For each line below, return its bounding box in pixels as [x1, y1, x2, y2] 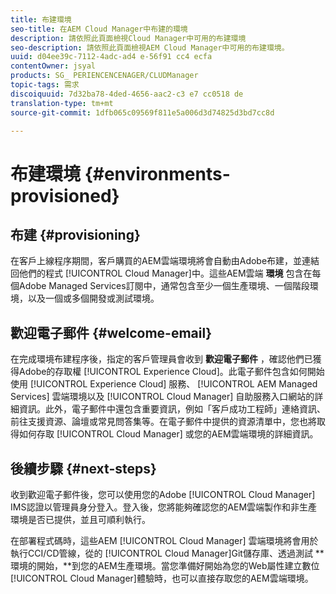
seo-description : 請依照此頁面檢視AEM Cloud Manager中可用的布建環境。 [10, 42, 290, 53]
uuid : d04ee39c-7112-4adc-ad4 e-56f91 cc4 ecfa [10, 52, 213, 62]
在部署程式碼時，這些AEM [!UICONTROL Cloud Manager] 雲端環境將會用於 [10, 535, 319, 546]
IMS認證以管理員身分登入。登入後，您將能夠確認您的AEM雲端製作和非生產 [10, 501, 318, 513]
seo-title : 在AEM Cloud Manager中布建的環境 [10, 24, 188, 34]
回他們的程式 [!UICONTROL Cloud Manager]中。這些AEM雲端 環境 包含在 [10, 267, 313, 280]
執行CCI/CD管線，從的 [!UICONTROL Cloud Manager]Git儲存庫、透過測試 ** [10, 547, 325, 559]
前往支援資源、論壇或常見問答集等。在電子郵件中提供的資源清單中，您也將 [10, 416, 317, 428]
